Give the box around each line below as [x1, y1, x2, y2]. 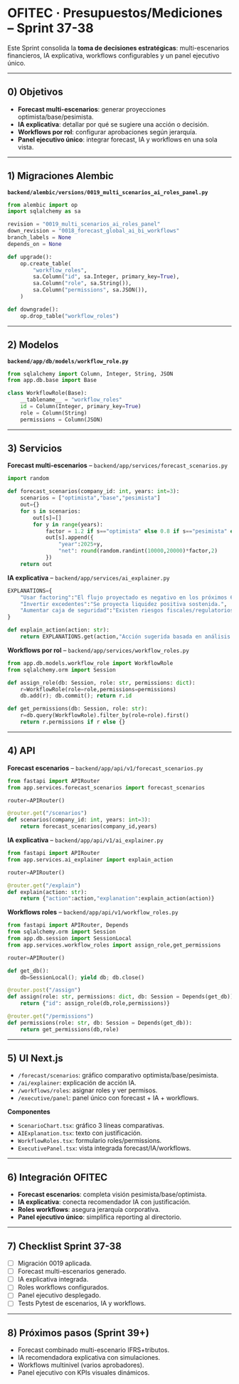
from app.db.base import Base [7, 377, 97, 384]
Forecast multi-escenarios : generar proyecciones [17, 105, 166, 113]
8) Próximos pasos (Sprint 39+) [7, 1326, 149, 1338]
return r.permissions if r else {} [20, 718, 126, 726]
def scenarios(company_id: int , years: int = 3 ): [7, 816, 152, 824]
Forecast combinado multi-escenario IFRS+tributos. [17, 1346, 169, 1354]
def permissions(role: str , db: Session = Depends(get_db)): [7, 1019, 193, 1026]
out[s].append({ [45, 534, 94, 541]
